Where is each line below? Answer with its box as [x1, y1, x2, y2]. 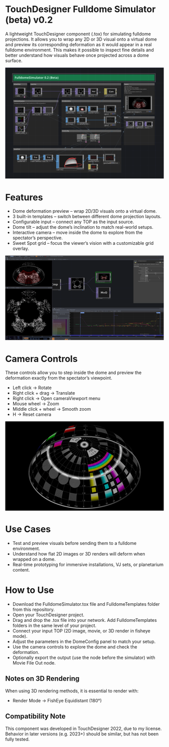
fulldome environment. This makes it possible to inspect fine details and [5, 47, 154, 53]
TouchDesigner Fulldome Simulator [5, 4, 156, 15]
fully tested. [5, 736, 30, 742]
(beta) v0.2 [5, 14, 53, 26]
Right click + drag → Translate [12, 390, 75, 396]
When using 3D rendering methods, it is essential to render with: [5, 688, 139, 694]
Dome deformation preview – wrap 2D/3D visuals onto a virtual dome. [12, 208, 157, 214]
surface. [5, 57, 23, 63]
